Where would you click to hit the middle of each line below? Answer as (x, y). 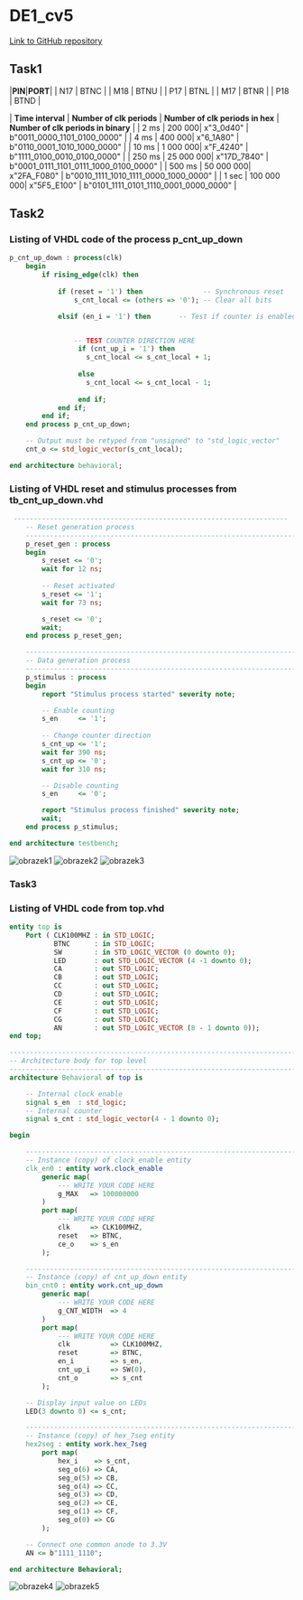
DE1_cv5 (41, 16)
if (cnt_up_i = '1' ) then (127, 349)
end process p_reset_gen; (74, 636)
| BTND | (25, 100)
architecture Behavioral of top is (76, 1077)
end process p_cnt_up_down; (78, 425)
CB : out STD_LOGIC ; (106, 978)
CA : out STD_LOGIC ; (106, 969)
